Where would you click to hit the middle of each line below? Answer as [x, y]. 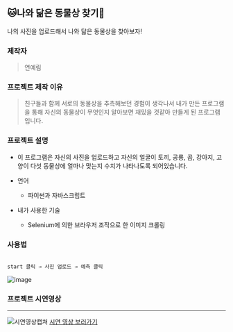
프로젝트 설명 [28, 140]
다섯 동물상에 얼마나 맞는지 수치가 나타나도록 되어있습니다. [109, 165]
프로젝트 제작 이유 [35, 88]
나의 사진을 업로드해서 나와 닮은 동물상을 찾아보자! [75, 31]
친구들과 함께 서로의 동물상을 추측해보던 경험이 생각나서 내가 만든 [112, 103]
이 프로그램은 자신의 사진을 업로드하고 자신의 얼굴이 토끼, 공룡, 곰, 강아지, [116, 157]
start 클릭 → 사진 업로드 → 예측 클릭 [55, 267]
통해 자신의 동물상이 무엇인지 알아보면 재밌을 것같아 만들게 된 [114, 112]
